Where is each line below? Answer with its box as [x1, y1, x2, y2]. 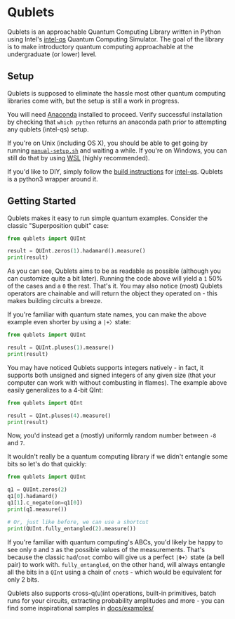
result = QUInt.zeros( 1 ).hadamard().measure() [7, 248, 146, 255]
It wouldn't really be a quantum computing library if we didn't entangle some [7, 452, 228, 461]
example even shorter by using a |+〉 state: [7, 318, 131, 326]
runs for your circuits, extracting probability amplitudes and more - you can [7, 596, 224, 605]
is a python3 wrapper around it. [7, 174, 98, 183]
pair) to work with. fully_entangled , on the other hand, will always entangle [7, 560, 226, 568]
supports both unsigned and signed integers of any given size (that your [7, 371, 216, 379]
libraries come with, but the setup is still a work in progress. [7, 96, 180, 105]
